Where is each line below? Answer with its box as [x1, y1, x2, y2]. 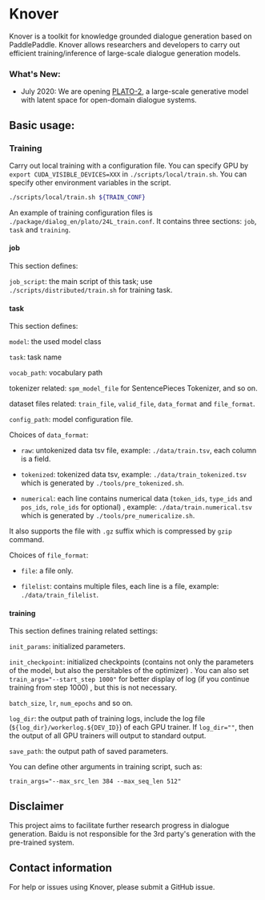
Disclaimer [9, 799, 64, 813]
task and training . [9, 225, 71, 234]
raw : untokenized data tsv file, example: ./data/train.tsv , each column [20, 446, 257, 456]
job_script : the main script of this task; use [9, 277, 153, 286]
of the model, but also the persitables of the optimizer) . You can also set [9, 666, 249, 675]
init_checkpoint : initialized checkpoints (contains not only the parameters [9, 657, 255, 667]
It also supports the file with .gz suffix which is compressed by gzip [9, 526, 233, 536]
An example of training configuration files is [9, 208, 153, 217]
